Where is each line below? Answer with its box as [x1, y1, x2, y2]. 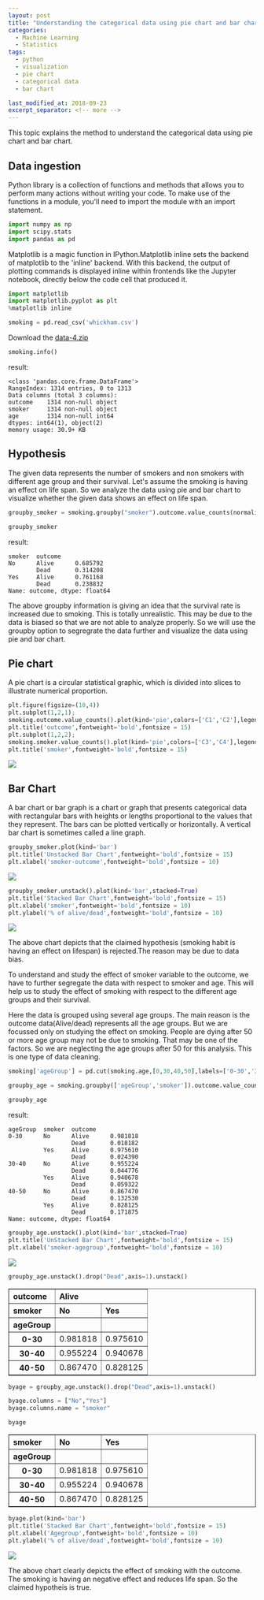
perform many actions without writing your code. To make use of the [8, 188, 230, 198]
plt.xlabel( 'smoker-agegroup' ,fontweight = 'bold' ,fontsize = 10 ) [8, 1243, 223, 1252]
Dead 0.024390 [71, 1153, 139, 1161]
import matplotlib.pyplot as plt [8, 297, 118, 305]
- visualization [15, 63, 68, 71]
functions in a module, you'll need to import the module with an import [8, 196, 236, 206]
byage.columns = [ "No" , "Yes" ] [8, 1397, 108, 1405]
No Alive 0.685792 [8, 559, 104, 567]
